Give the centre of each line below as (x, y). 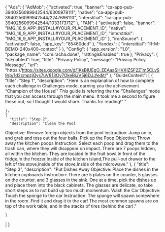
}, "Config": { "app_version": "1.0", (96, 49)
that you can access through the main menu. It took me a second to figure (80, 96)
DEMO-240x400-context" (32, 49)
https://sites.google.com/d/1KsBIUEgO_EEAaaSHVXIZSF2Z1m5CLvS (91, 70)
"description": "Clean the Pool (43, 123)
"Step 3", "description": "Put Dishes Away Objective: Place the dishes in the (82, 169)
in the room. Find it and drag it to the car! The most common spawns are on (82, 201)
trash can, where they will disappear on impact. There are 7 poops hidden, (81, 148)
